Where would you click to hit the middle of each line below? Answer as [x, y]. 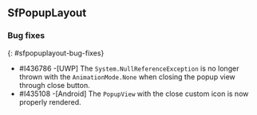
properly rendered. [50, 102]
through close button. [55, 85]
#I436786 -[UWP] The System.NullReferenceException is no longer [129, 68]
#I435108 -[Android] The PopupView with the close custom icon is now [134, 94]
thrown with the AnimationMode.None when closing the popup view [127, 77]
